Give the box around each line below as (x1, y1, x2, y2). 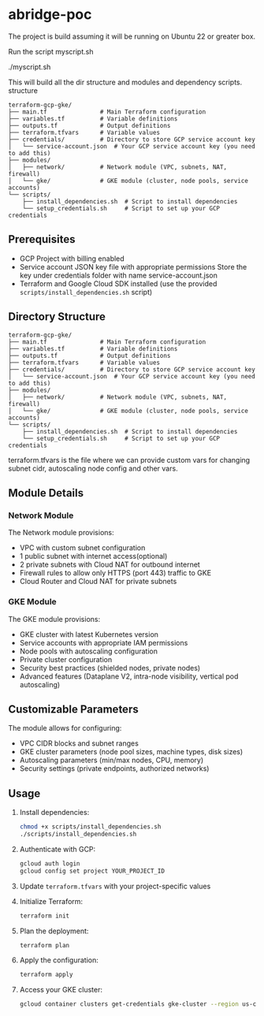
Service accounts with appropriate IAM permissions (19, 638, 188, 647)
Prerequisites (8, 233, 76, 246)
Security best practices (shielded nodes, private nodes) (19, 663, 201, 672)
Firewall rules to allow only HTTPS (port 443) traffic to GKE (19, 568, 211, 578)
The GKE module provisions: (8, 614, 101, 623)
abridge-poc (8, 6, 92, 24)
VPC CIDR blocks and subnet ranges (19, 739, 139, 748)
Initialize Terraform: (19, 896, 84, 906)
